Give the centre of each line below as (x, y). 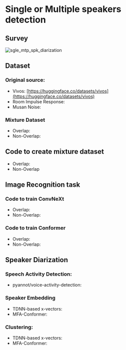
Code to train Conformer (35, 228)
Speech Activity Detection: (39, 274)
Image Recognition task (43, 185)
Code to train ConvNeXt (34, 199)
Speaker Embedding (30, 298)
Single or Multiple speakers (63, 9)
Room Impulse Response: (38, 101)
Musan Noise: (27, 107)
